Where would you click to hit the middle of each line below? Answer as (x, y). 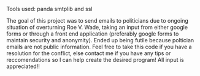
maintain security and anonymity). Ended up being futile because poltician (100, 40)
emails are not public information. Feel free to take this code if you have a (99, 47)
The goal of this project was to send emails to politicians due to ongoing (97, 21)
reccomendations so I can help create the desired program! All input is (95, 60)
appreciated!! (23, 66)
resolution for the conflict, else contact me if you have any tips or (89, 53)
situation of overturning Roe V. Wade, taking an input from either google (97, 27)
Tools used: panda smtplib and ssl (49, 9)
